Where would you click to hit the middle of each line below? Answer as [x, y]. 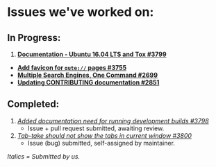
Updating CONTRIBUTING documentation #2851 [88, 82]
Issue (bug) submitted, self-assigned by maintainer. [101, 143]
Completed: [33, 104]
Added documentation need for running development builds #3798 [113, 121]
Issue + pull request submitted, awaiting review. [96, 128]
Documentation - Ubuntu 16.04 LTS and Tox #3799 [92, 54]
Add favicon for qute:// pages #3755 [72, 68]
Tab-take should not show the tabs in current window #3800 [105, 135]
